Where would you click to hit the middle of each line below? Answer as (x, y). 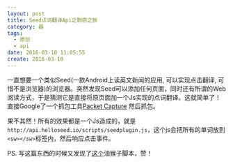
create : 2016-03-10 (35, 59)
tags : (15, 33)
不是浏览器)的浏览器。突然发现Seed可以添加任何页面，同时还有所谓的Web (119, 89)
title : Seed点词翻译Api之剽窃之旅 (53, 20)
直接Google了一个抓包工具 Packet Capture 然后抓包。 (83, 106)
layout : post (26, 14)
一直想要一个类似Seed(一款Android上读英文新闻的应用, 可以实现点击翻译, (112, 80)
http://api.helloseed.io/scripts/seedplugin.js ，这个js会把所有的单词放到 (116, 129)
